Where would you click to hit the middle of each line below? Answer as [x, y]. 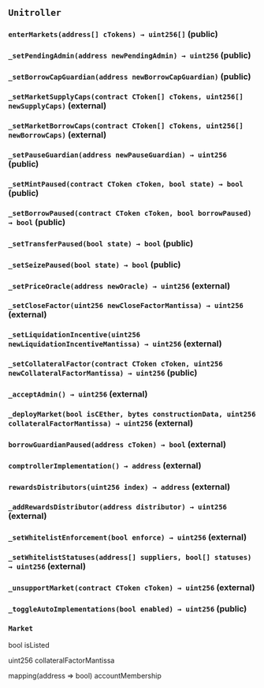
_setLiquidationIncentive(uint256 [74, 335]
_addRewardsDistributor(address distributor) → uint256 [117, 507]
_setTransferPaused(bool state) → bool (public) [101, 243]
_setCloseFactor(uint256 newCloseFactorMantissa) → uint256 [126, 306]
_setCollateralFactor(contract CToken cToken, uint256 [115, 364]
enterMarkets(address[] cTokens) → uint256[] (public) [113, 34]
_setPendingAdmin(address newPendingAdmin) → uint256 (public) [130, 55]
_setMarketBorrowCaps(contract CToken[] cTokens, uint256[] [126, 126]
